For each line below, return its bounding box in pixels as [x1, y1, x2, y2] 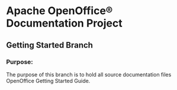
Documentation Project [6, 16, 123, 30]
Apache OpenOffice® [6, 4, 113, 18]
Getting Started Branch [6, 40, 94, 50]
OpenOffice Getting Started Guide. [6, 77, 91, 84]
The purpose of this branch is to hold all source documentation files [6, 71, 172, 78]
